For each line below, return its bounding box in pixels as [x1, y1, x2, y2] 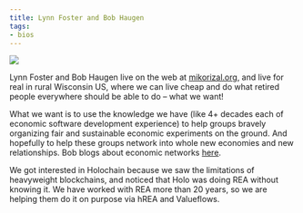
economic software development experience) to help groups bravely [9, 119, 267, 130]
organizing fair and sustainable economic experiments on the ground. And [9, 128, 288, 139]
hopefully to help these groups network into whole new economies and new [9, 138, 294, 149]
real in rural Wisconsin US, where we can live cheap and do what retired [9, 82, 280, 92]
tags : [9, 22, 30, 31]
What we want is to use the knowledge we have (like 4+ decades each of [9, 109, 284, 120]
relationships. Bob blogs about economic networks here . [9, 147, 221, 159]
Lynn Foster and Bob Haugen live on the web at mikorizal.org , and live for [9, 72, 284, 82]
